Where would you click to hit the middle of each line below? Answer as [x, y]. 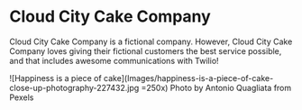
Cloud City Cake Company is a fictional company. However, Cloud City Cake [151, 41]
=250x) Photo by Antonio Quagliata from [216, 87]
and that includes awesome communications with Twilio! [114, 60]
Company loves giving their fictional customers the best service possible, [146, 50]
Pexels [22, 97]
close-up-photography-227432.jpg [74, 87]
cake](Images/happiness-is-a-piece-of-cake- [188, 78]
